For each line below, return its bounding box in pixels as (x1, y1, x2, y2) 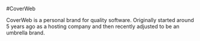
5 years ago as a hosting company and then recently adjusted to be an (6, 23, 180, 30)
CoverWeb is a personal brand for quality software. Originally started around (6, 17, 194, 23)
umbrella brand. (6, 29, 45, 36)
